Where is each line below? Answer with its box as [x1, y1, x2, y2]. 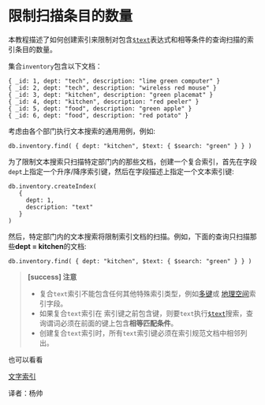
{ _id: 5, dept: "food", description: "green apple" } [8, 104, 192, 113]
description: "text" [25, 202, 93, 211]
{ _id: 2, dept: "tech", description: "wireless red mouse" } [8, 84, 217, 91]
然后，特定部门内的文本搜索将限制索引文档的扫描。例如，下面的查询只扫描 [8, 232, 250, 241]
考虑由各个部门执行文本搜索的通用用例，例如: [8, 126, 156, 136]
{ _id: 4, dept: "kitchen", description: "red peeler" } [8, 98, 200, 106]
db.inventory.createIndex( [8, 182, 97, 190]
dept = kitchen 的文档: [15, 241, 87, 251]
